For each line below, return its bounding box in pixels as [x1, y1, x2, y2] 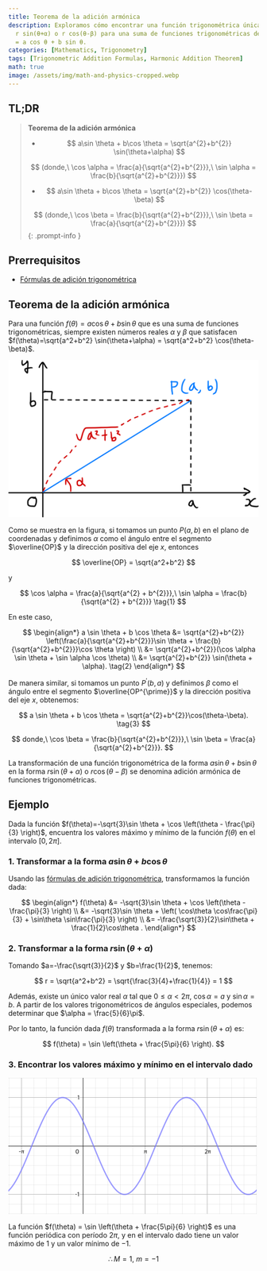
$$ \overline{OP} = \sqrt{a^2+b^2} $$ [71, 558, 196, 567]
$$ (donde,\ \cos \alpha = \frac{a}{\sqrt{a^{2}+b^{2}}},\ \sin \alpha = [30, 162, 257, 172]
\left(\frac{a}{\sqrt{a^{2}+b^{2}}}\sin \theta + [45, 636, 194, 646]
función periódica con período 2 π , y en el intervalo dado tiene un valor [8, 1230, 239, 1239]
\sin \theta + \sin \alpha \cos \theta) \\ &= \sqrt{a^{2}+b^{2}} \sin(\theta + [14, 653, 253, 663]
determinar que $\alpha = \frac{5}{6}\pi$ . [8, 1009, 145, 1018]
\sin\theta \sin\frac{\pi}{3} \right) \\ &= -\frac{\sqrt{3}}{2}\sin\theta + [30, 914, 255, 924]
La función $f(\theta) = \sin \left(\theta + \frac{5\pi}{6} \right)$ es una [8, 1222, 237, 1231]
